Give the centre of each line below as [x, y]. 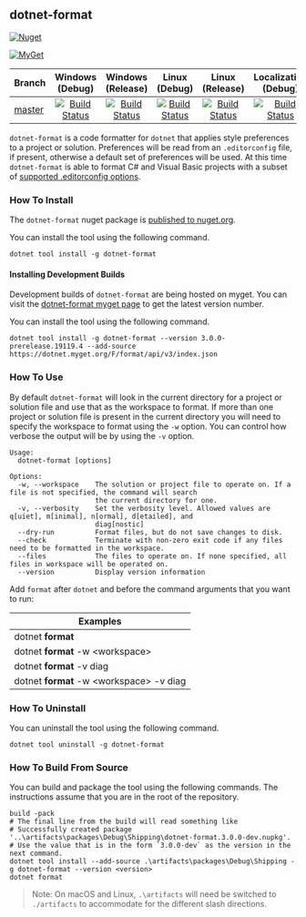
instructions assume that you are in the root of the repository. [124, 797]
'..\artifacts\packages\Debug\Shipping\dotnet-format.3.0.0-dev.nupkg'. [150, 838]
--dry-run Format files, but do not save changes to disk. [150, 532]
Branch [30, 83]
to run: [22, 598]
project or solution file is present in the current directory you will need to [145, 416]
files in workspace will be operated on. [89, 564]
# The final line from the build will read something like [124, 822]
